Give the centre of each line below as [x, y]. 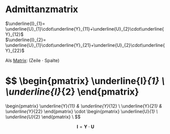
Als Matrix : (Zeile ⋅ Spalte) [32, 60]
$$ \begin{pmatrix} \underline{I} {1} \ [85, 81]
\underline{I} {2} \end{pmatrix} [72, 92]
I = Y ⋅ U [86, 126]
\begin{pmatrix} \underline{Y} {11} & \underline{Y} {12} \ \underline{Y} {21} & [84, 106]
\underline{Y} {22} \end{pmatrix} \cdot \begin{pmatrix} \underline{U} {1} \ [82, 111]
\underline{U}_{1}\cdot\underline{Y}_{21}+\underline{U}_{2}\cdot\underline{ [85, 45]
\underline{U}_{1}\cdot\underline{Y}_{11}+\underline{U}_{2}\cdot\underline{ [85, 29]
